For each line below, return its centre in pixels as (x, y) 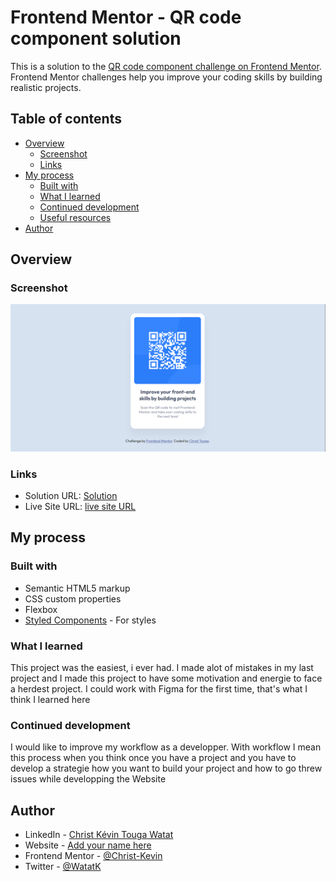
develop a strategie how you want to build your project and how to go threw (166, 768)
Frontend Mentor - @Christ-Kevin (93, 856)
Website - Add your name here (88, 845)
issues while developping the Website (88, 779)
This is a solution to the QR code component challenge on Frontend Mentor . (166, 66)
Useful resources (75, 217)
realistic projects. (46, 87)
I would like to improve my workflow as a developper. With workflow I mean (166, 747)
